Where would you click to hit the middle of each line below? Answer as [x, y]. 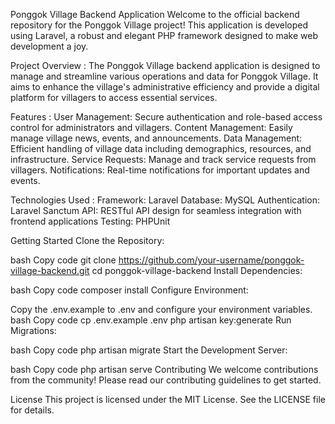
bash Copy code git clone [63, 260]
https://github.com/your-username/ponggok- [211, 260]
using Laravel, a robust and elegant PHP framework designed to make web [164, 35]
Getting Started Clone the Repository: [87, 240]
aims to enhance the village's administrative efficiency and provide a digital [165, 87]
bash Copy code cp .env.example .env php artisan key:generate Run [151, 320]
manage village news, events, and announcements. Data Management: [156, 138]
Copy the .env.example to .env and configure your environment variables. [161, 309]
